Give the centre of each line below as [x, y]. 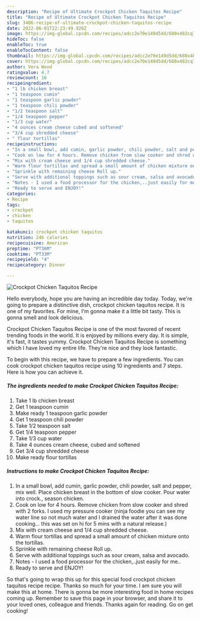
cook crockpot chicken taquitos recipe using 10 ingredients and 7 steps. [95, 366]
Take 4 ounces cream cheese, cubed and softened [77, 444]
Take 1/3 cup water [39, 438]
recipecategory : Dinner [36, 265]
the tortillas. [30, 542]
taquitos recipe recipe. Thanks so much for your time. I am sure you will [94, 586]
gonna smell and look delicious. [45, 317]
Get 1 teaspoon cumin [42, 406]
